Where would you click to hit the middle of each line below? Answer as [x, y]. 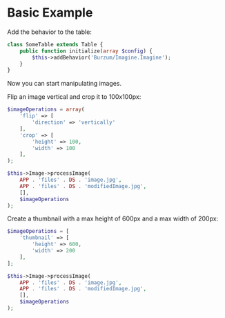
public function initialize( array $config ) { [86, 51]
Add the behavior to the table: [49, 32]
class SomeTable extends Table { [55, 44]
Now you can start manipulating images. [65, 84]
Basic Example [50, 13]
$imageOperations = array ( [46, 110]
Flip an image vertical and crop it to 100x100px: [74, 97]
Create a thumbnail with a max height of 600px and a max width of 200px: [113, 218]
